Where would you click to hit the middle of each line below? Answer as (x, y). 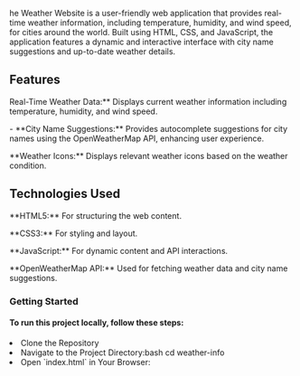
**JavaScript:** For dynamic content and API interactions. (119, 250)
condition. (28, 165)
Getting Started (44, 301)
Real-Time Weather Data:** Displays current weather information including (148, 101)
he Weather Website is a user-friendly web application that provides (136, 13)
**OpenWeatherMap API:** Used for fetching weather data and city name (149, 268)
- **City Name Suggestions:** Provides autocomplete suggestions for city (149, 128)
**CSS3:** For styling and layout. (74, 233)
